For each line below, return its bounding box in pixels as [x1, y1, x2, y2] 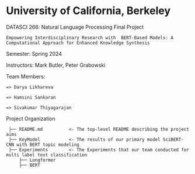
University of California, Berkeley [6, 4, 171, 18]
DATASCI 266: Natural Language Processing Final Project [6, 23, 144, 30]
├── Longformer [19, 157, 57, 163]
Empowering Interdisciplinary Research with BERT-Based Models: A [6, 35, 174, 40]
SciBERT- [162, 137, 184, 142]
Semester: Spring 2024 [6, 50, 62, 57]
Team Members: [6, 73, 46, 80]
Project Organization [6, 115, 55, 122]
